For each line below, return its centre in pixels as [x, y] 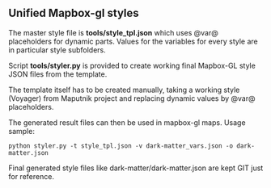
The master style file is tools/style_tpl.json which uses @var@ [113, 32]
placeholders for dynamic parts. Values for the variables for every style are [133, 41]
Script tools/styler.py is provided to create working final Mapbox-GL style [132, 65]
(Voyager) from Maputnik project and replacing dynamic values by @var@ [132, 98]
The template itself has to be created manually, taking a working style [124, 90]
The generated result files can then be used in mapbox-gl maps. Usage [127, 122]
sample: [21, 131]
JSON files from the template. [58, 74]
